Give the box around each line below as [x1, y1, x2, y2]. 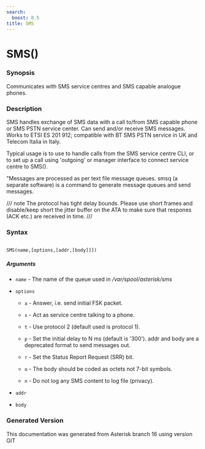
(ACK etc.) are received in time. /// [6, 213, 93, 220]
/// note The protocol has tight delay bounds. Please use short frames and [6, 200, 193, 207]
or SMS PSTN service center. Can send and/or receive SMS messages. [6, 125, 185, 132]
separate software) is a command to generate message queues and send [6, 182, 191, 189]
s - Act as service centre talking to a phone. [24, 311, 135, 319]
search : [6, 9, 26, 15]
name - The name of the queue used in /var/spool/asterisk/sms [15, 275, 173, 283]
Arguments [6, 260, 36, 267]
